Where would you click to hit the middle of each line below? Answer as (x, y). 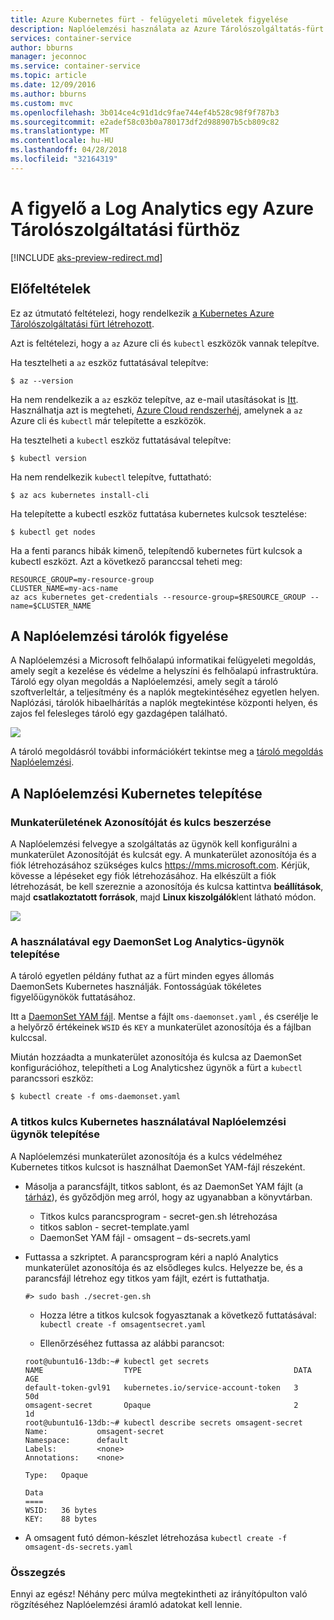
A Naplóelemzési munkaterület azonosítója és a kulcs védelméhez (146, 1156)
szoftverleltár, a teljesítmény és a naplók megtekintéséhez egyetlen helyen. (165, 692)
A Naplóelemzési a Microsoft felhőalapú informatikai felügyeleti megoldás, (163, 660)
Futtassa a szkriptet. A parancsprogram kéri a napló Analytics (151, 1257)
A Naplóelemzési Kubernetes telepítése (136, 793)
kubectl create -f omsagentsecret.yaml (123, 1324)
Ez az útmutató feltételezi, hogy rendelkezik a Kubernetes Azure (142, 313)
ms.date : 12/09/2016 (53, 85)
